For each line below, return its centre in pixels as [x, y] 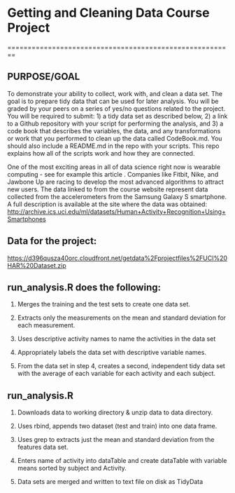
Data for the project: [52, 241]
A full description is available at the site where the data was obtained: [107, 204]
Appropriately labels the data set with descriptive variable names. [112, 353]
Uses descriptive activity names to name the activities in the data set [116, 339]
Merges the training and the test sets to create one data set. [104, 304]
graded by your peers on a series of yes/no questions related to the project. [116, 108]
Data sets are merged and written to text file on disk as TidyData [110, 482]
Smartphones [27, 219]
